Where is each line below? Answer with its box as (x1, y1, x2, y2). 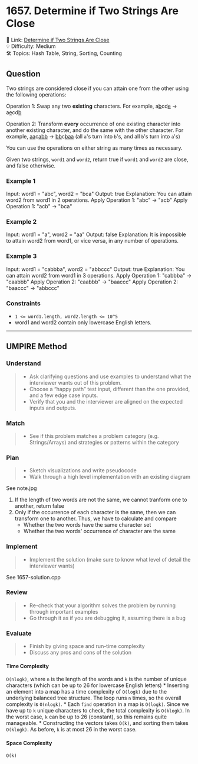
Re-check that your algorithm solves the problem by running (29, 602, 176, 609)
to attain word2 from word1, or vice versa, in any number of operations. (6, 237, 179, 244)
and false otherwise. (6, 162, 56, 169)
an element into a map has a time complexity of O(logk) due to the (6, 688, 167, 695)
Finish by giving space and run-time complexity (29, 643, 146, 650)
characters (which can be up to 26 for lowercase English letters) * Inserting (6, 682, 189, 689)
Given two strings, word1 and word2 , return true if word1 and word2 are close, (6, 156, 189, 163)
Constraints (6, 299, 41, 307)
